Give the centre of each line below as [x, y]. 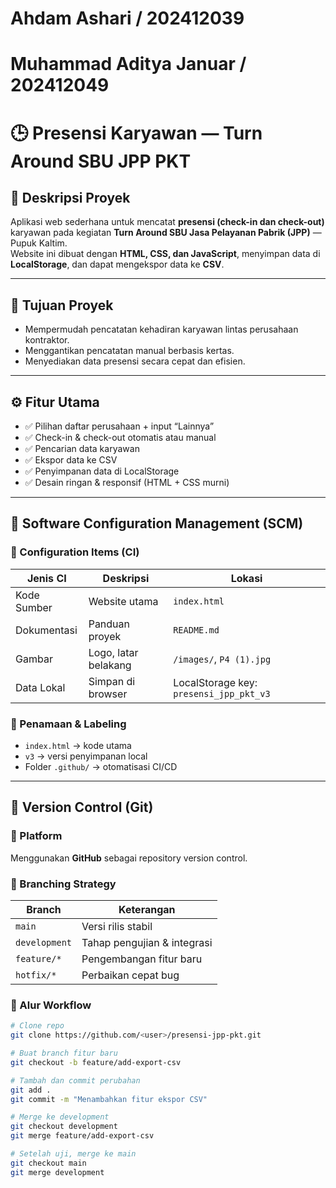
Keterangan [147, 909]
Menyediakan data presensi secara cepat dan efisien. [135, 361]
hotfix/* [36, 975]
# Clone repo [37, 1026]
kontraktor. [47, 340]
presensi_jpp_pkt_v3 [222, 693]
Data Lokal [40, 687]
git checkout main [48, 1163]
